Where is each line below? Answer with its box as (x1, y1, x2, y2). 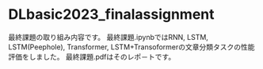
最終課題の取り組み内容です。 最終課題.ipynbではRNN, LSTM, (8, 32, 208, 42)
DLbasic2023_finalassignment (8, 5, 215, 24)
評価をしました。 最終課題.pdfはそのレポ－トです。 (8, 52, 176, 61)
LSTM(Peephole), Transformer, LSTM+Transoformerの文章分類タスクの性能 (8, 42, 255, 52)
